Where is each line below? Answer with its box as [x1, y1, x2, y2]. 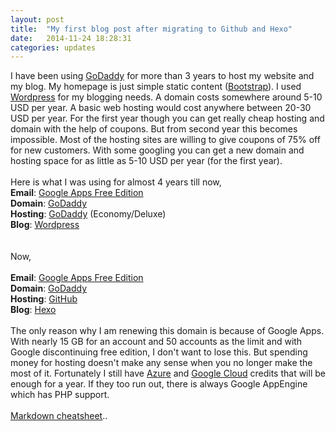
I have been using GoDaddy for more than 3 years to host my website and [10, 70, 315, 82]
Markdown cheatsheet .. [10, 410, 108, 422]
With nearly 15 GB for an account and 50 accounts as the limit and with [10, 336, 303, 348]
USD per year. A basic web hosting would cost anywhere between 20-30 [10, 102, 312, 114]
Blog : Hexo [10, 304, 57, 316]
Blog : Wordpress [10, 219, 80, 231]
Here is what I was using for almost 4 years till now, [10, 176, 222, 188]
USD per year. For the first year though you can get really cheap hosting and [10, 112, 325, 125]
